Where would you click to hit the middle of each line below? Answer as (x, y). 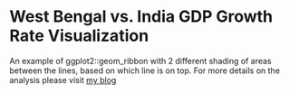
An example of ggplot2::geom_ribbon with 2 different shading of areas (140, 61)
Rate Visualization (79, 36)
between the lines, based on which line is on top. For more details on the (145, 70)
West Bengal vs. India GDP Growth (141, 17)
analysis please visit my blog (63, 80)
